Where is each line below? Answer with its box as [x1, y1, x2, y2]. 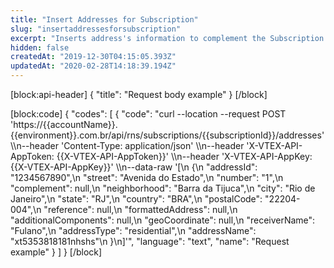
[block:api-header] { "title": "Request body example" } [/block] [10, 89, 268, 100]
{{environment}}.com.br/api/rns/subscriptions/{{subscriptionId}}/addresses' [10, 129, 325, 141]
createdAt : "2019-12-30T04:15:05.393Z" [10, 52, 177, 62]
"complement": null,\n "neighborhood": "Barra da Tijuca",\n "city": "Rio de [10, 182, 316, 194]
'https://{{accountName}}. [10, 119, 118, 130]
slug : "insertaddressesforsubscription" [10, 24, 182, 34]
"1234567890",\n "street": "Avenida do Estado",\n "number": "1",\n [10, 172, 284, 183]
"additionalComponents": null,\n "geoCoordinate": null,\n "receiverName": [10, 214, 316, 226]
